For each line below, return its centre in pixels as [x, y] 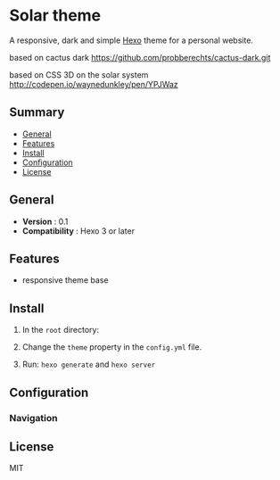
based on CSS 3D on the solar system [79, 74]
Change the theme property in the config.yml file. [112, 347]
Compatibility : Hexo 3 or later [78, 231]
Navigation [33, 418]
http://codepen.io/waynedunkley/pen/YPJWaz [94, 84]
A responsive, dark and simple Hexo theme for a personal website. [132, 40]
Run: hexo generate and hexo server [89, 364]
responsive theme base [65, 280]
